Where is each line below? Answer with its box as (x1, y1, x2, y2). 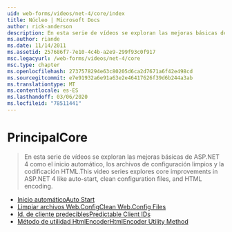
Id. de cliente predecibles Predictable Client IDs (17, 210, 151, 218)
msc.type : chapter (7, 61, 60, 68)
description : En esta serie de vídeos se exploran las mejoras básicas (7, 29, 217, 37)
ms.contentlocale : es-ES (7, 87, 79, 94)
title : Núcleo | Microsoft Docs (7, 17, 100, 23)
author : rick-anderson (7, 23, 72, 30)
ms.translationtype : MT (7, 81, 76, 88)
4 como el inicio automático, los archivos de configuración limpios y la (23, 159, 224, 168)
